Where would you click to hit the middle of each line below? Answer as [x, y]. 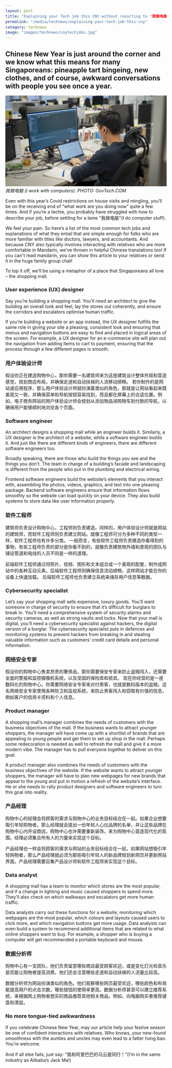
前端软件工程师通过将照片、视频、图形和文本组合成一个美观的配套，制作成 [84, 564]
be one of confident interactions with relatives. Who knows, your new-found [86, 1033]
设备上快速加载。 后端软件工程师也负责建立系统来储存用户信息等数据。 [80, 577]
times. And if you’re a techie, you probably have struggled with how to [79, 212]
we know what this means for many [63, 62]
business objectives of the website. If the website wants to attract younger [84, 770]
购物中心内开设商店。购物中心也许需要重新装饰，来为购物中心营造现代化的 [84, 831]
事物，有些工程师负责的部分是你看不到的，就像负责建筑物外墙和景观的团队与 [86, 547]
